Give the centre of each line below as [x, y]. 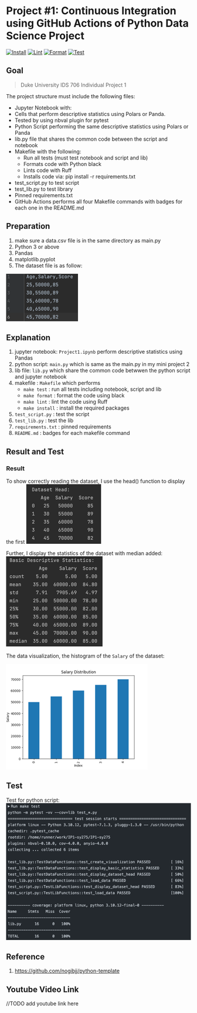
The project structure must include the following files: [71, 96]
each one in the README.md [49, 208]
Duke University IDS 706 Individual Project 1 [73, 85]
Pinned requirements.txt [44, 195]
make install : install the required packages [77, 408]
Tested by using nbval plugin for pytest [62, 120]
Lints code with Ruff [47, 170]
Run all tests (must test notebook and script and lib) [86, 158]
